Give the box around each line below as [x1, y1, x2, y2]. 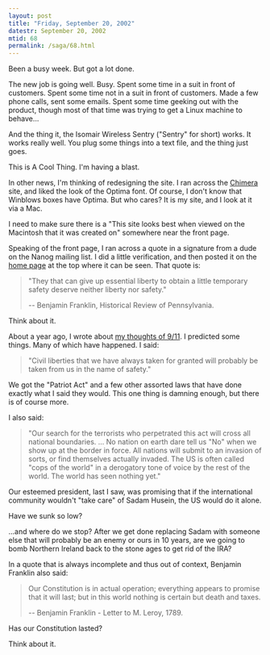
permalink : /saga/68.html [8, 42, 95, 50]
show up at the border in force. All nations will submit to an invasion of [27, 445, 262, 456]
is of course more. [8, 397, 69, 407]
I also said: [8, 413, 44, 423]
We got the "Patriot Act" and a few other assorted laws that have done [8, 380, 243, 390]
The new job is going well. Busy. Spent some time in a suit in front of [8, 80, 235, 90]
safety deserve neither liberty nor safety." [27, 285, 167, 294]
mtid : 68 [8, 34, 38, 43]
